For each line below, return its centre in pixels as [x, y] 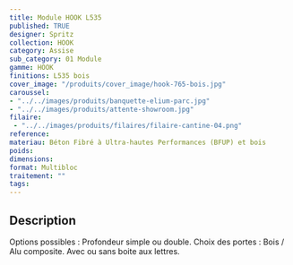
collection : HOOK [42, 43]
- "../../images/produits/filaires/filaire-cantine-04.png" [128, 126]
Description [43, 220]
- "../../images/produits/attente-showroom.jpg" [102, 109]
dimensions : [31, 159]
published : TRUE [39, 26]
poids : [22, 150]
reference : [30, 134]
